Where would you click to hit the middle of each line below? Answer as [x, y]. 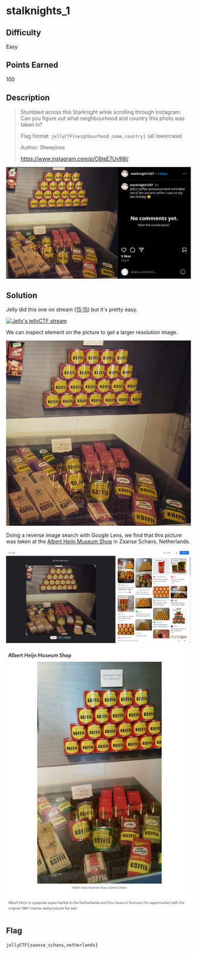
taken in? [31, 124]
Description [28, 98]
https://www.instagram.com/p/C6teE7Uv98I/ [74, 159]
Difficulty [23, 33]
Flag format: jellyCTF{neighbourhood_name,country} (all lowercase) [101, 136]
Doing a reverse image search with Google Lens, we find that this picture [94, 535]
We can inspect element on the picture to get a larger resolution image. [92, 332]
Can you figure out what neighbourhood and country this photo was [102, 118]
